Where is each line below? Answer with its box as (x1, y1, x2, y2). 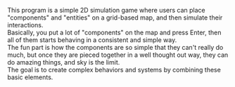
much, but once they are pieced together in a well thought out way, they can (7, 51, 229, 59)
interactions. (7, 21, 44, 29)
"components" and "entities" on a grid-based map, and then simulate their (7, 13, 223, 22)
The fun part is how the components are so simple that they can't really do (7, 43, 224, 51)
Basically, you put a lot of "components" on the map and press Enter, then (7, 28, 222, 36)
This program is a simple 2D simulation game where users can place (7, 6, 205, 14)
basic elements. (7, 73, 53, 81)
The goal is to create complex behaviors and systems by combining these (7, 66, 222, 74)
